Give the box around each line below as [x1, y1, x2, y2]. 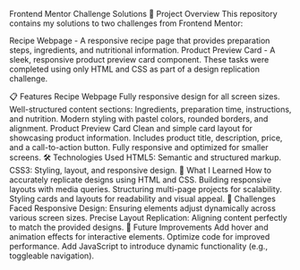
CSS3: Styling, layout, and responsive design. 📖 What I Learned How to [9, 165, 271, 175]
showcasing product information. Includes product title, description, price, [9, 132, 283, 143]
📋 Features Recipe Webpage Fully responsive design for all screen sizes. [9, 91, 280, 102]
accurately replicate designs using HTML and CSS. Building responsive [9, 174, 271, 185]
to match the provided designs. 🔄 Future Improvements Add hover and [9, 222, 269, 232]
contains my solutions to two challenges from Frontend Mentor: [9, 18, 244, 29]
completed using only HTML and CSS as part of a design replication [9, 63, 260, 74]
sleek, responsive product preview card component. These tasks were [9, 55, 270, 64]
